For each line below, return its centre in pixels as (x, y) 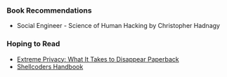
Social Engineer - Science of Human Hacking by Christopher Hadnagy (118, 26)
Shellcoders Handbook (50, 66)
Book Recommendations (49, 10)
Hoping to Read (33, 44)
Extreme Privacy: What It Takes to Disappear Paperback (98, 59)
